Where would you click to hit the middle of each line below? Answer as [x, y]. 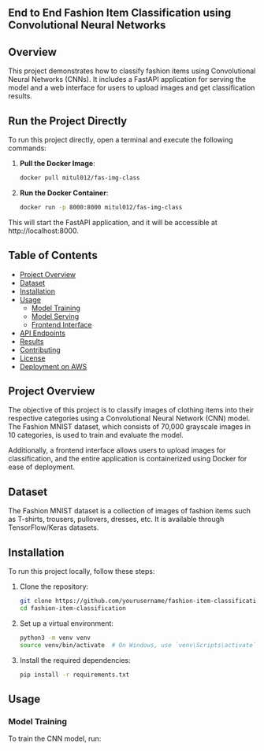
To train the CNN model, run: [55, 738]
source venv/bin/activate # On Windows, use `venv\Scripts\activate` [138, 645]
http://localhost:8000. [43, 231]
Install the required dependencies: [75, 660]
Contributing [40, 350]
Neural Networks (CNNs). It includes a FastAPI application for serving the [127, 80]
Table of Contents [53, 255]
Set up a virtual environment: [67, 623]
